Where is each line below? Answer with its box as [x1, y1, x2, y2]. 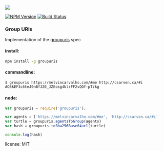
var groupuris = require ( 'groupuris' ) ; [5, 106, 86, 111]
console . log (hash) [5, 133, 42, 137]
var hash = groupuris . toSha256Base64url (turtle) [5, 124, 106, 129]
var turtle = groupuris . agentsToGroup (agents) [5, 119, 102, 124]
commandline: [5, 69, 35, 75]
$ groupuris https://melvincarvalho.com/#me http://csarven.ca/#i [5, 80, 143, 85]
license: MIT [5, 141, 30, 147]
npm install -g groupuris [5, 59, 58, 64]
